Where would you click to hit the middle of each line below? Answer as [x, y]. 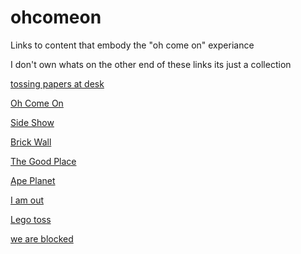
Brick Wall [31, 142]
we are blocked [42, 238]
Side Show [32, 122]
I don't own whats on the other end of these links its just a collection [151, 64]
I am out [27, 200]
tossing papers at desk [57, 83]
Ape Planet [33, 180]
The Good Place [43, 161]
